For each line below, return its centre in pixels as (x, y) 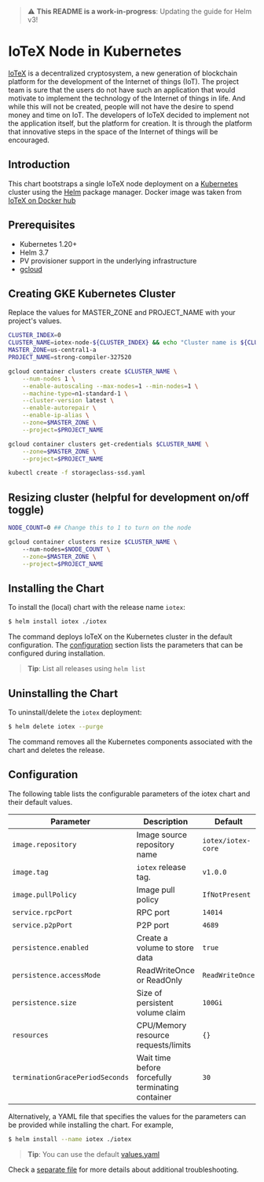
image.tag (30, 872)
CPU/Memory (161, 1025)
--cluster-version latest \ (68, 401)
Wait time (154, 1058)
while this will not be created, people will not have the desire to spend (121, 106)
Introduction (39, 165)
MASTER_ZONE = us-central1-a (52, 350)
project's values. (35, 321)
